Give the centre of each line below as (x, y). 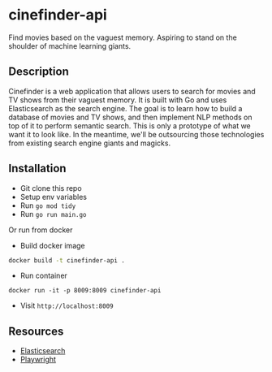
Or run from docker (41, 230)
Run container (43, 276)
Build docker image (52, 245)
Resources (36, 331)
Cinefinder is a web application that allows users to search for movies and (132, 91)
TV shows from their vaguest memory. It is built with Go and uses (118, 100)
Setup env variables (54, 197)
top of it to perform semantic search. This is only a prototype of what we (130, 125)
